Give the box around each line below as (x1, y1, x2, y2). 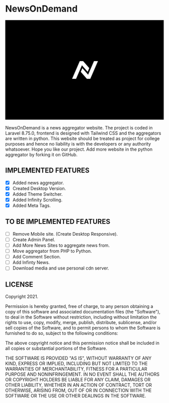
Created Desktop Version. (12, 185, 66, 191)
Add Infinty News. (12, 259, 50, 265)
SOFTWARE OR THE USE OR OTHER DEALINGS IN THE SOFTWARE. (5, 393, 146, 399)
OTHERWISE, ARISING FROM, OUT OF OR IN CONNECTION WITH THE (5, 387, 152, 393)
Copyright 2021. (5, 294, 39, 300)
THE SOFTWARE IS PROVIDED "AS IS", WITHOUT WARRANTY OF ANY (5, 355, 152, 362)
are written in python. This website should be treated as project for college (5, 135, 160, 142)
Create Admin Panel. (12, 236, 55, 243)
